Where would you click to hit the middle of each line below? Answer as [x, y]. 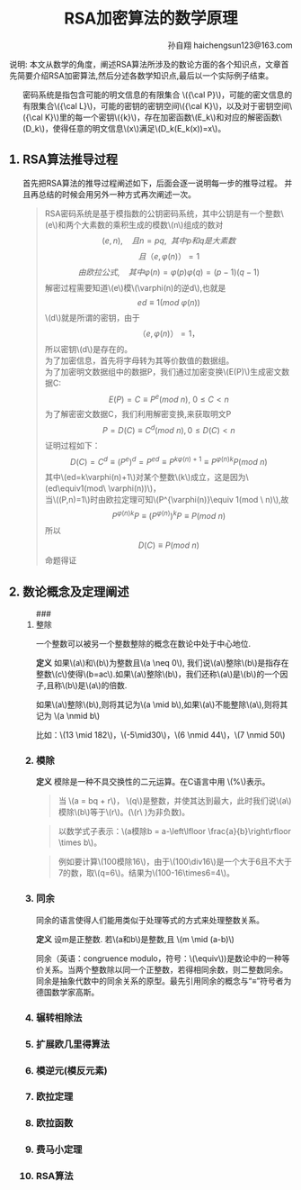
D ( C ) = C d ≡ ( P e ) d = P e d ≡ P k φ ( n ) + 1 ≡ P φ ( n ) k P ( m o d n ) [169, 461]
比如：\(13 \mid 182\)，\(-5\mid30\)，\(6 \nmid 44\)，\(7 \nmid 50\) [160, 735]
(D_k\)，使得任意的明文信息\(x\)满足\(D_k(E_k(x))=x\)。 [124, 128]
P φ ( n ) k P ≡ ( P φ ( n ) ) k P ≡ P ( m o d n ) [169, 514]
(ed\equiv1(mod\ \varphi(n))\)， [103, 488]
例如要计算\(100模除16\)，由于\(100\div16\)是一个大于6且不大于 [175, 862]
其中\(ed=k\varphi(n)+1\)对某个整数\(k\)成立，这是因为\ [146, 477]
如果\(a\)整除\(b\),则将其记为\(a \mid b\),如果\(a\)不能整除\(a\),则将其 [162, 704]
